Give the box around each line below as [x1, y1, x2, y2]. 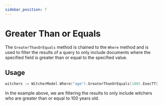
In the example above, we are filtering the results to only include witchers [5, 90, 152, 96]
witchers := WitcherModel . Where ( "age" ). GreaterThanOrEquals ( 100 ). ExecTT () [5, 81, 161, 87]
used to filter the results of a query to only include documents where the [5, 49, 151, 55]
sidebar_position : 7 [5, 7, 47, 12]
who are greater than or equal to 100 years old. [5, 95, 100, 101]
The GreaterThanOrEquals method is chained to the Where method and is [5, 44, 149, 50]
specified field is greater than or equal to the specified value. [5, 54, 128, 60]
